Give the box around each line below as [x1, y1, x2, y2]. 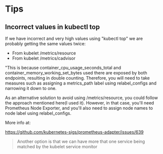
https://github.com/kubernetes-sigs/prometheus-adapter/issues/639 [5, 129, 144, 135]
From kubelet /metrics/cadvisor [12, 55, 76, 61]
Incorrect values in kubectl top [5, 23, 100, 31]
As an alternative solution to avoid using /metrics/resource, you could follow [5, 95, 158, 101]
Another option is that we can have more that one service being [17, 138, 145, 144]
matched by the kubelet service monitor [17, 144, 98, 149]
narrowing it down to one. [5, 86, 57, 91]
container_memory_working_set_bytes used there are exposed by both [5, 70, 147, 76]
